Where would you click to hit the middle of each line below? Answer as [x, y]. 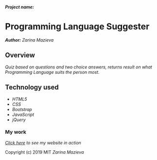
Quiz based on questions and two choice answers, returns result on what [78, 67]
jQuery [19, 120]
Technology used [32, 88]
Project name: [20, 7]
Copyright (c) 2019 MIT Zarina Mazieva [44, 152]
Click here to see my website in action [43, 143]
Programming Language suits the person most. [52, 72]
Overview [20, 55]
